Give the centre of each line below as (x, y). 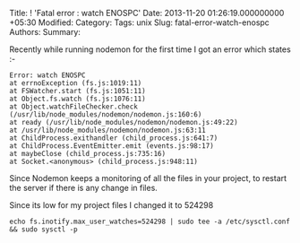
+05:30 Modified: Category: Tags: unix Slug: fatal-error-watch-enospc (140, 22)
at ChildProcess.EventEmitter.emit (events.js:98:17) (112, 146)
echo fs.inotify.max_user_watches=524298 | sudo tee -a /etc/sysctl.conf (150, 221)
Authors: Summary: (45, 32)
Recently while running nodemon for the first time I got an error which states (150, 49)
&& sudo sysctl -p (43, 230)
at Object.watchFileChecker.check (74, 107)
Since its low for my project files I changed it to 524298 (111, 205)
